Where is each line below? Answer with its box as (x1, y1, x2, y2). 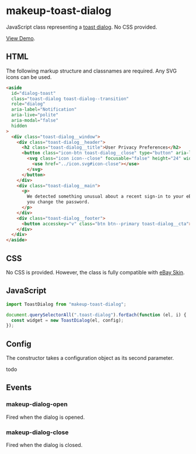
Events (6, 383, 32, 393)
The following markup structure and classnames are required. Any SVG (6, 67, 177, 74)
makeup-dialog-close (6, 428, 69, 436)
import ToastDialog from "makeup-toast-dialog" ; (6, 301, 127, 307)
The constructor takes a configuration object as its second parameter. (6, 355, 174, 362)
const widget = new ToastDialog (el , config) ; (11, 317, 124, 323)
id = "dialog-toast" (11, 90, 57, 96)
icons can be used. (6, 73, 52, 80)
